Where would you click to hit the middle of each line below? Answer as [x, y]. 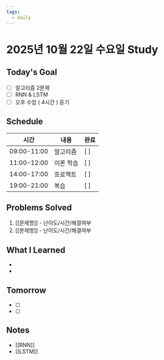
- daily [22, 18]
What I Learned [36, 250]
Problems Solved [39, 207]
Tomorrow [26, 290]
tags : [13, 12]
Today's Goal [32, 73]
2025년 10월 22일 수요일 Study [82, 49]
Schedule [25, 122]
